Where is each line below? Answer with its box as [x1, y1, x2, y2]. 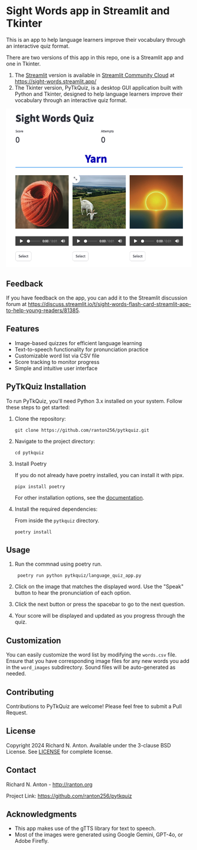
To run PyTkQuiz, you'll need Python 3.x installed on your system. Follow [6, 397, 182, 405]
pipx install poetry [14, 484, 65, 490]
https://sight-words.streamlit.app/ [14, 78, 97, 85]
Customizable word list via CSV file [14, 352, 100, 359]
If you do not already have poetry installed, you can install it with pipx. [14, 471, 184, 478]
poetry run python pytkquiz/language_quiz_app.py [17, 573, 142, 579]
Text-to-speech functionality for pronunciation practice [14, 346, 149, 353]
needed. [6, 670, 26, 677]
